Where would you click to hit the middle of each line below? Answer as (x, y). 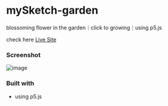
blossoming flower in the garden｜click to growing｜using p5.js (84, 27)
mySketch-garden (52, 10)
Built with (20, 83)
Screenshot (23, 55)
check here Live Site (31, 39)
